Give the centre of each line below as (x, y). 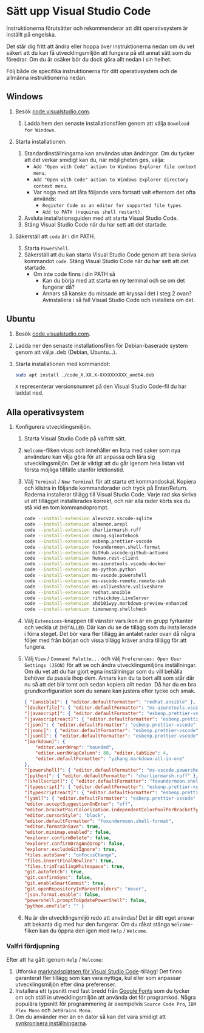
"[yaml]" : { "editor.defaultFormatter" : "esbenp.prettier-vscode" (110, 799)
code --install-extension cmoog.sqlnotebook (81, 535)
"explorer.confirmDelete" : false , (68, 838)
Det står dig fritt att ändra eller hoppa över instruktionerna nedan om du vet (100, 46)
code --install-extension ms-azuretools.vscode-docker (95, 564)
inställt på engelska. (31, 34)
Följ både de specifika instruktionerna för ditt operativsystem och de (92, 71)
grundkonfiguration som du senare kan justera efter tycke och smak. (110, 691)
